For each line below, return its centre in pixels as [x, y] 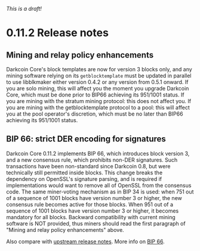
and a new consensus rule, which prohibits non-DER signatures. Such [92, 160]
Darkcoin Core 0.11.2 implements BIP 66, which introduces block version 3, [98, 153]
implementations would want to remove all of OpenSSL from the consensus [99, 185]
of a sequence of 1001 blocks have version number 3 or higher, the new [94, 198]
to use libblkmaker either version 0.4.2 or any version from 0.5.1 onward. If [97, 82]
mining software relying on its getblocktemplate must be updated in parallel [99, 75]
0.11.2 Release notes [58, 33]
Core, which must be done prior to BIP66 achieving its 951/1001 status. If [95, 95]
